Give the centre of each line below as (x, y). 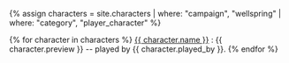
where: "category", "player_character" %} (85, 23)
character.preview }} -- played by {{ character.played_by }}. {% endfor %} (144, 49)
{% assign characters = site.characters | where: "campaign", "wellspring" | (145, 14)
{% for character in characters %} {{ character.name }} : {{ (116, 40)
